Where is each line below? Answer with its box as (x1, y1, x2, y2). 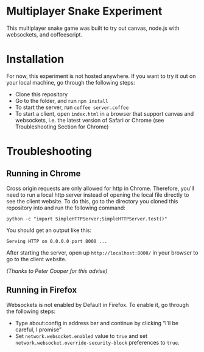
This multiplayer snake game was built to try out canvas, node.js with (6, 24, 180, 32)
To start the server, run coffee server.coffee (15, 104, 129, 111)
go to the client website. (6, 255, 67, 262)
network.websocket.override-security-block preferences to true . (15, 339, 180, 346)
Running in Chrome (6, 169, 81, 179)
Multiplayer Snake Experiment (6, 4, 163, 18)
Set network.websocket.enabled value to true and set (15, 332, 147, 339)
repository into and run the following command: (6, 204, 126, 211)
